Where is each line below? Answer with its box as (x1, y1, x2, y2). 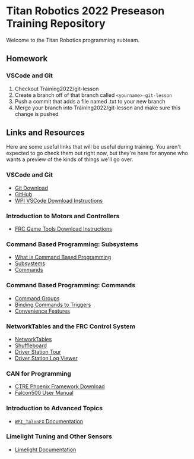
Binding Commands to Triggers (14, 301, 91, 308)
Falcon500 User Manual (14, 389, 74, 397)
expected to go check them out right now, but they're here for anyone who (6, 150, 189, 157)
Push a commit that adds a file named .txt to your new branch (14, 98, 166, 105)
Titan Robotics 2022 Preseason (6, 4, 165, 18)
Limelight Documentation (14, 446, 77, 453)
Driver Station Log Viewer (14, 354, 78, 361)
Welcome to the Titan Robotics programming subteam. (6, 36, 140, 43)
